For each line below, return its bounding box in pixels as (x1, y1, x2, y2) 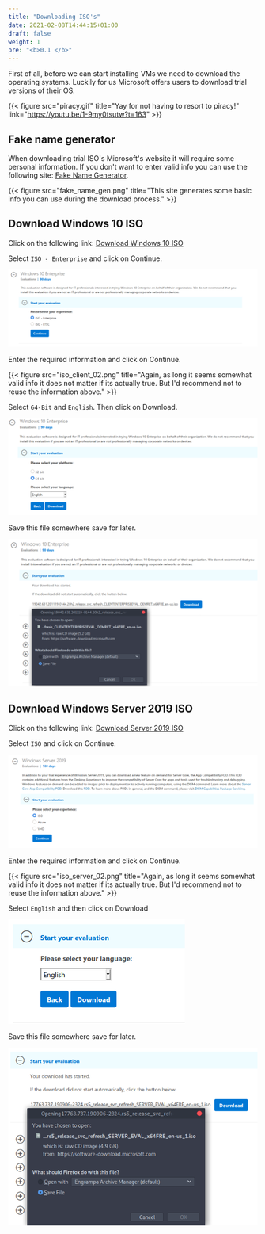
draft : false (8, 29, 51, 37)
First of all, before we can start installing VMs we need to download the (8, 69, 240, 78)
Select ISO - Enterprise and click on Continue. (8, 254, 162, 263)
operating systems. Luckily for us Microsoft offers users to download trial (8, 78, 248, 87)
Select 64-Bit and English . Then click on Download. (8, 402, 178, 411)
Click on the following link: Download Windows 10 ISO (8, 238, 184, 247)
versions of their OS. (8, 86, 75, 95)
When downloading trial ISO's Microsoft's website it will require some (8, 153, 235, 162)
